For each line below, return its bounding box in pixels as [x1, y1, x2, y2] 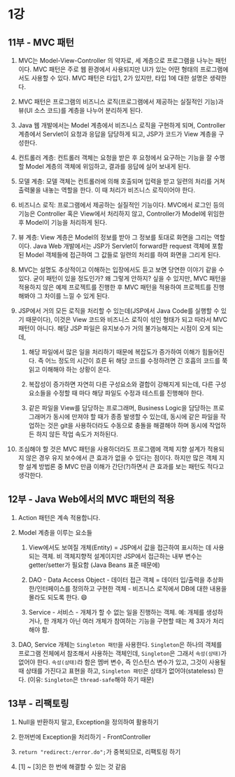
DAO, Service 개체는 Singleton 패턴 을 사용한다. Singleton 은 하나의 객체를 [17, 640, 222, 648]
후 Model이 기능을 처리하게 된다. [17, 218, 108, 226]
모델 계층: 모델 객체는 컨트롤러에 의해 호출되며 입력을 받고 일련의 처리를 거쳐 [17, 177, 226, 185]
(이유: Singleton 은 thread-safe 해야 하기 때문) [27, 675, 155, 683]
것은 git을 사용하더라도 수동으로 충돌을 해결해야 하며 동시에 [47, 421, 208, 429]
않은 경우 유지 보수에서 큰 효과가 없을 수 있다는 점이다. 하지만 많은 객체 [25, 454, 218, 462]
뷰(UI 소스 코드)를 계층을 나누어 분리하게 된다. [17, 106, 143, 114]
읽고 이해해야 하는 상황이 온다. [28, 365, 111, 373]
